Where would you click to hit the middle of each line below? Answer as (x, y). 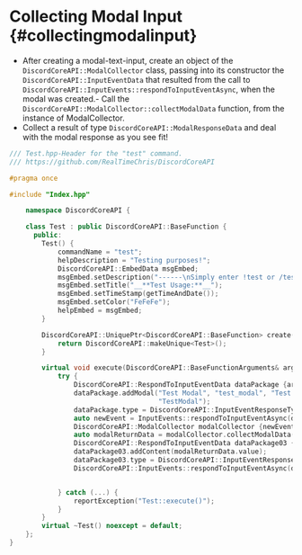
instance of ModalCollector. (73, 118)
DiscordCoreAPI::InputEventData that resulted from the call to (136, 79)
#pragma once (34, 178)
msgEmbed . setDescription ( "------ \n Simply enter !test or (166, 277)
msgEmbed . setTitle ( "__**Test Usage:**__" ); (140, 285)
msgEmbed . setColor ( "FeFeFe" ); (114, 302)
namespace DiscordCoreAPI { (78, 210)
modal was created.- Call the (76, 98)
